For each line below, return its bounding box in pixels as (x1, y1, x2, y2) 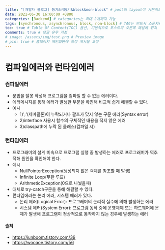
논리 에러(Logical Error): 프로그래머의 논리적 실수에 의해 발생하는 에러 (19, 198, 154, 204)
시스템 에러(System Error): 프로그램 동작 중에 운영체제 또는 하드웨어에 (19, 205, 154, 211)
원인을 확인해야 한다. (21, 156, 61, 161)
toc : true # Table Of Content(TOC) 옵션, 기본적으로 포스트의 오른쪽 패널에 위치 (5, 26, 157, 31)
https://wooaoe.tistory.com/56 (12, 239, 74, 245)
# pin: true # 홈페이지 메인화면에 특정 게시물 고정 (5, 39, 99, 44)
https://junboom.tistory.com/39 (12, 234, 76, 240)
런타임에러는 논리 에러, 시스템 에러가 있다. (12, 192, 92, 198)
